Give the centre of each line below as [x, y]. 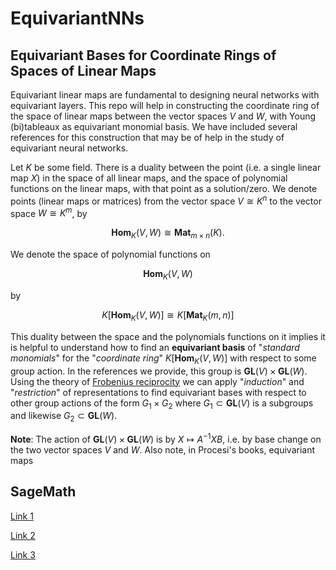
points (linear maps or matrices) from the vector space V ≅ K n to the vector [166, 200]
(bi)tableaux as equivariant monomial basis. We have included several [154, 126]
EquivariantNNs [77, 18]
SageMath [43, 492]
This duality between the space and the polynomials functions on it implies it [168, 336]
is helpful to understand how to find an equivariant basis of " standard [155, 347]
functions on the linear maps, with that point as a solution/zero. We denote [164, 188]
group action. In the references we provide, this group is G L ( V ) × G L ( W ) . [159, 371]
